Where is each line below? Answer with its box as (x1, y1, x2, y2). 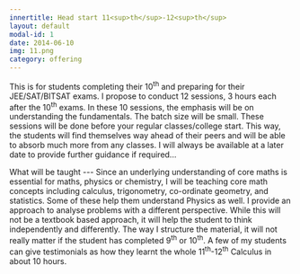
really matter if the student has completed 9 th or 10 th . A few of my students (9, 234, 287, 245)
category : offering (9, 55, 83, 64)
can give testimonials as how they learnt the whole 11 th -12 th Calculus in (9, 244, 272, 257)
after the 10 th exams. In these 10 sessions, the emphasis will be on (9, 100, 254, 112)
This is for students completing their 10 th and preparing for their (9, 80, 245, 92)
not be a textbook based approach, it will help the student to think (9, 215, 253, 225)
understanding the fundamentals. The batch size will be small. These (9, 111, 265, 122)
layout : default (9, 22, 70, 31)
